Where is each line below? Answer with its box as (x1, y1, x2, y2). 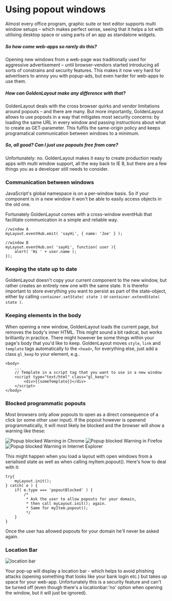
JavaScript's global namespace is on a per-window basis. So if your (5, 190, 149, 196)
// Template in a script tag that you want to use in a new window (14, 370, 162, 375)
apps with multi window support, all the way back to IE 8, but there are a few (5, 160, 167, 167)
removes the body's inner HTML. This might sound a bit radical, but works (5, 329, 163, 335)
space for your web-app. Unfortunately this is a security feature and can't (5, 579, 162, 585)
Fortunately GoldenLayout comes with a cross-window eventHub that (5, 211, 152, 217)
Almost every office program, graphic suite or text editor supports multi (5, 21, 156, 27)
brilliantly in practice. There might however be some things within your (5, 334, 155, 340)
